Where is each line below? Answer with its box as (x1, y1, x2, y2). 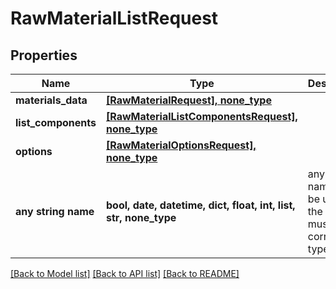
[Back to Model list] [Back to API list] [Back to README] (10, 268, 240, 279)
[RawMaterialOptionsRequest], (106, 138, 257, 152)
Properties (10, 47, 78, 64)
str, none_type (106, 211, 177, 224)
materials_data (15, 93, 88, 107)
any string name (15, 205, 95, 218)
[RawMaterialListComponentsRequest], (106, 110, 298, 123)
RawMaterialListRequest (10, 7, 219, 30)
